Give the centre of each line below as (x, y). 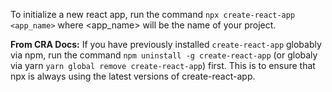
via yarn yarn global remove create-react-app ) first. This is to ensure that (163, 65)
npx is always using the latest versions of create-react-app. (133, 76)
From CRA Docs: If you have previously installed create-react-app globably (166, 44)
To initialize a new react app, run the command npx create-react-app (153, 14)
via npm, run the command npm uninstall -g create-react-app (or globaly (164, 55)
